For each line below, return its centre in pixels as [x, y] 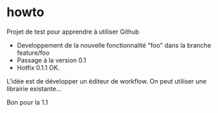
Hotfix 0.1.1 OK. [38, 67]
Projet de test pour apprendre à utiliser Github [73, 32]
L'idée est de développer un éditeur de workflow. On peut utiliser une [107, 81]
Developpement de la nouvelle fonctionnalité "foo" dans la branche [114, 45]
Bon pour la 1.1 [27, 102]
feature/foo [33, 53]
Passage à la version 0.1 [51, 60]
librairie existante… [34, 88]
